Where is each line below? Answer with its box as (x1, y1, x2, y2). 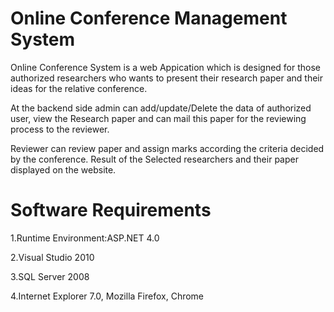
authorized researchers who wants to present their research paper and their (10, 72, 323, 84)
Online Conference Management (10, 7, 288, 30)
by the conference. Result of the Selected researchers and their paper (10, 153, 299, 165)
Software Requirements (10, 199, 212, 222)
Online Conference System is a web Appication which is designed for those (10, 61, 322, 73)
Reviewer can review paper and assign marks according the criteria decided (10, 142, 325, 154)
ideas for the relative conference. (10, 82, 148, 94)
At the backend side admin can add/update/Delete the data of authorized (10, 102, 312, 114)
